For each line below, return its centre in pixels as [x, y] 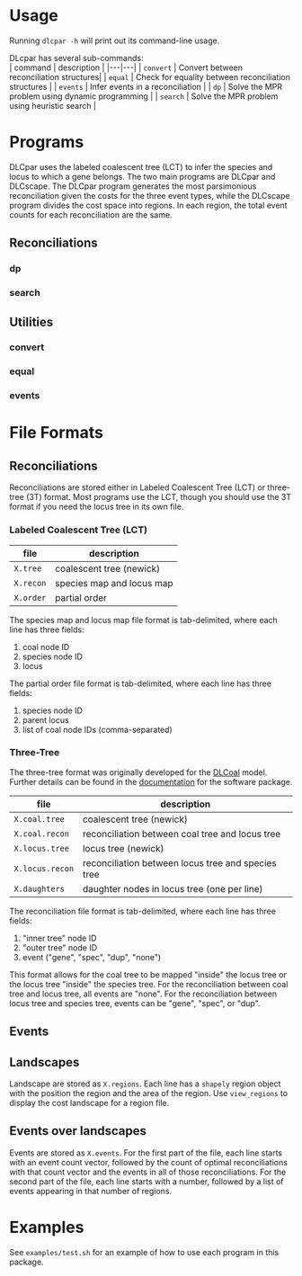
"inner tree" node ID [59, 938]
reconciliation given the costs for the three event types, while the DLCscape [150, 195]
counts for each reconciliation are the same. [91, 214]
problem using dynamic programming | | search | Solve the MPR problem [144, 96]
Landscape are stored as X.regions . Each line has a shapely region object [145, 1084]
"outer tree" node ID [59, 947]
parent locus [45, 719]
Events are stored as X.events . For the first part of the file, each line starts [146, 1153]
